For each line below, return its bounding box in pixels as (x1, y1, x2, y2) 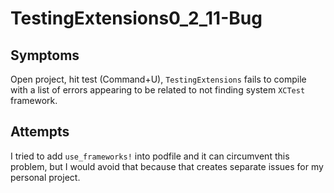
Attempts (10, 123, 70, 141)
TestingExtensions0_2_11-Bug (10, 7, 263, 30)
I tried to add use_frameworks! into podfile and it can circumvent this (10, 150, 290, 162)
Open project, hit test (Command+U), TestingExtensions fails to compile (10, 73, 307, 85)
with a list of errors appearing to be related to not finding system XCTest (10, 84, 306, 96)
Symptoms (10, 47, 80, 64)
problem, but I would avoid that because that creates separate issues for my (10, 160, 324, 172)
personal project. (10, 171, 81, 183)
